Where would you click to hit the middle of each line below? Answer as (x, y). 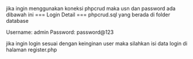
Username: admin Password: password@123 (60, 32)
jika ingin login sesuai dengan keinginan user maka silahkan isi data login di (97, 44)
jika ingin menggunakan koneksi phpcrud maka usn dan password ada (91, 8)
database (18, 21)
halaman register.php (32, 50)
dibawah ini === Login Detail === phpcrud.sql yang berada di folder (88, 15)
